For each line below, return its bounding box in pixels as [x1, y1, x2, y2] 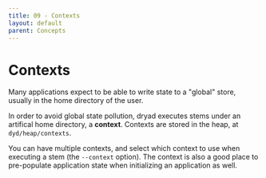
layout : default [8, 19, 62, 27]
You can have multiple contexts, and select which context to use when [8, 144, 240, 153]
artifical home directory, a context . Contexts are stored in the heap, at [8, 120, 239, 129]
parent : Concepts [8, 26, 66, 34]
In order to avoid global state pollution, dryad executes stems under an [8, 111, 241, 121]
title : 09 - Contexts [8, 11, 81, 20]
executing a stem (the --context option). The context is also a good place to [8, 152, 259, 162]
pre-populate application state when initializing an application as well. [8, 160, 238, 170]
